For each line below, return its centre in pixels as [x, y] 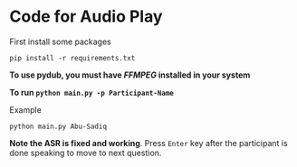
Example [26, 109]
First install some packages [60, 42]
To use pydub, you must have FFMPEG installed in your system [130, 75]
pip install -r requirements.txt [72, 58]
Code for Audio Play [86, 17]
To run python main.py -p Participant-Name [92, 92]
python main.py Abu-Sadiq [58, 126]
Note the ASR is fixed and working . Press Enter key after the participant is [148, 143]
